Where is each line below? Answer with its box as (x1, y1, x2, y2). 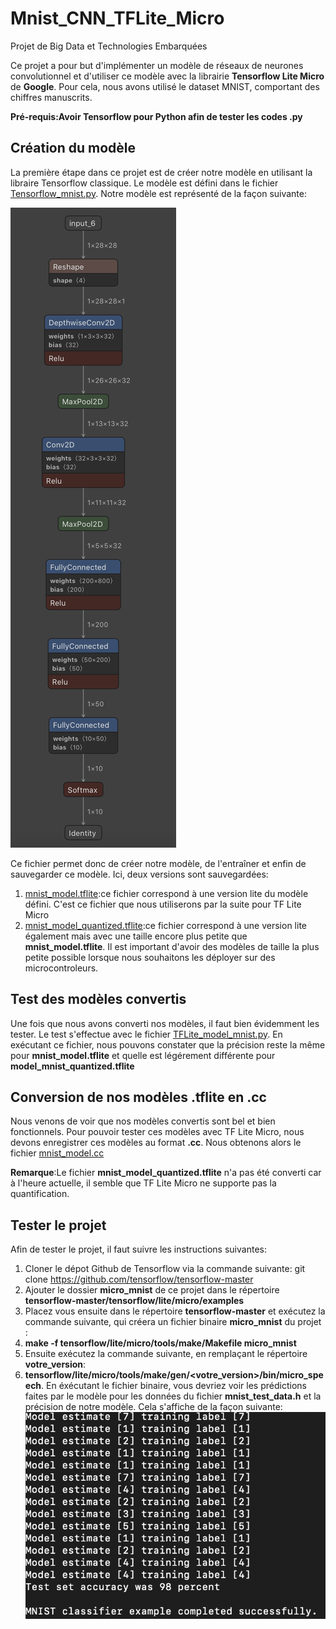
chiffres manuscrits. (10, 91, 93, 103)
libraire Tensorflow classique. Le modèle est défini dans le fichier (10, 177, 279, 189)
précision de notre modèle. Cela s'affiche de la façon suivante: (24, 1401, 283, 1413)
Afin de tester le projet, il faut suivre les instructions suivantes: (10, 1243, 267, 1256)
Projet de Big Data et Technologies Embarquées (10, 40, 208, 52)
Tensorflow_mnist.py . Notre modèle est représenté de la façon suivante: (10, 187, 308, 199)
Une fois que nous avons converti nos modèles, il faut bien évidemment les (10, 1017, 320, 1029)
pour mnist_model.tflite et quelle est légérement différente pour (10, 1049, 276, 1061)
